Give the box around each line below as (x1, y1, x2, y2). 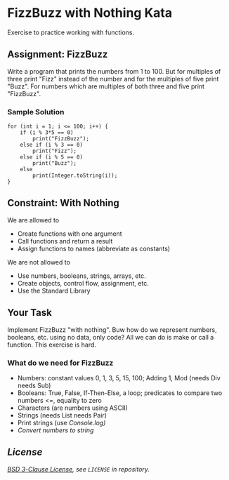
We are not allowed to (7, 258, 70, 266)
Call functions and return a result (17, 236, 113, 245)
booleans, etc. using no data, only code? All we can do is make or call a (7, 333, 214, 341)
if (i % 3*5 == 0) (20, 129, 74, 136)
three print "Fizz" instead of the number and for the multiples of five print (7, 74, 219, 83)
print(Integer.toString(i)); (32, 172, 118, 180)
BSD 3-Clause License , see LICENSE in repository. (7, 465, 150, 473)
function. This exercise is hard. (7, 340, 97, 349)
